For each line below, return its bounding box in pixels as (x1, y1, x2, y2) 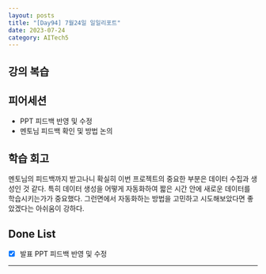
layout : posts (8, 11, 55, 20)
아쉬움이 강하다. (35, 204, 85, 213)
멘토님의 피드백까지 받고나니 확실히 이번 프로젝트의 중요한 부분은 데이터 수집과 (8, 175, 249, 184)
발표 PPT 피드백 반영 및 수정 (19, 250, 108, 259)
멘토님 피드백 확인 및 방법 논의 (19, 126, 113, 136)
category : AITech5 (8, 33, 69, 42)
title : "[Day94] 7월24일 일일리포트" (8, 19, 121, 27)
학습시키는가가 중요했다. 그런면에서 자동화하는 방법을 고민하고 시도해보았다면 (8, 194, 245, 204)
